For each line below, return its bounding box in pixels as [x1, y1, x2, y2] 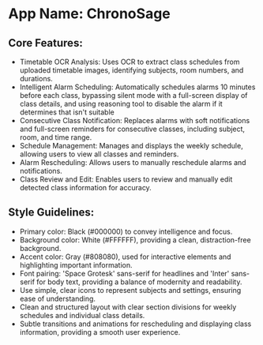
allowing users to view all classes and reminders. [19, 149, 179, 159]
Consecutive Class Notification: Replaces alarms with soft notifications [19, 116, 250, 125]
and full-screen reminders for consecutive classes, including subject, [19, 124, 246, 133]
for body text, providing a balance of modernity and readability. [36, 277, 242, 287]
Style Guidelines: [8, 206, 95, 219]
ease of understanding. [19, 294, 96, 303]
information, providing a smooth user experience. [19, 327, 181, 336]
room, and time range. [19, 133, 92, 142]
